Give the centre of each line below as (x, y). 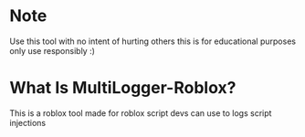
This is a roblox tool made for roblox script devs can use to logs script (141, 113)
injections (28, 122)
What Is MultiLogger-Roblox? (123, 88)
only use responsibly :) (53, 50)
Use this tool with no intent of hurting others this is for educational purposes (153, 41)
